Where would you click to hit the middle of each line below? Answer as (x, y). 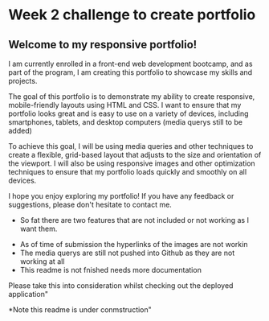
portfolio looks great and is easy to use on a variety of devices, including (128, 113)
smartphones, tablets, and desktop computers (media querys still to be (126, 122)
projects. (23, 81)
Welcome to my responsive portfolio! (103, 45)
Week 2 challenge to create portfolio (132, 15)
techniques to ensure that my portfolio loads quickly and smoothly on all (128, 172)
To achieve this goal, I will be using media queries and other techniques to (131, 146)
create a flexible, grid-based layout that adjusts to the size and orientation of (135, 155)
